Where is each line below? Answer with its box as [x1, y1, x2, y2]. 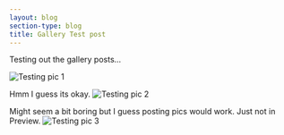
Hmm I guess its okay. [9, 89, 91, 99]
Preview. [9, 115, 41, 126]
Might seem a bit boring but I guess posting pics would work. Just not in [9, 106, 276, 117]
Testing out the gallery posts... [9, 55, 122, 65]
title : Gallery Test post [9, 30, 106, 38]
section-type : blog [9, 21, 82, 30]
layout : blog [9, 13, 58, 22]
